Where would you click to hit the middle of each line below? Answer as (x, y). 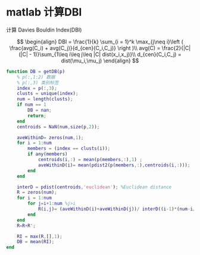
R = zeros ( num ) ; (37, 193)
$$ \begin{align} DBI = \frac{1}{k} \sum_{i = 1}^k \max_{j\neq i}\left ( (100, 42)
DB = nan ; (40, 111)
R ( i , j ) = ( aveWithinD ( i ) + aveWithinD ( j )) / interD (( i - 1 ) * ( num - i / (117, 209)
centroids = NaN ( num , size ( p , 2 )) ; (58, 127)
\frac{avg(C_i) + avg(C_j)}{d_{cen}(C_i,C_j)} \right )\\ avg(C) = (85, 48)
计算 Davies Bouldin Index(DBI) (44, 30)
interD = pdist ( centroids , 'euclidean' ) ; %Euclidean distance (94, 187)
